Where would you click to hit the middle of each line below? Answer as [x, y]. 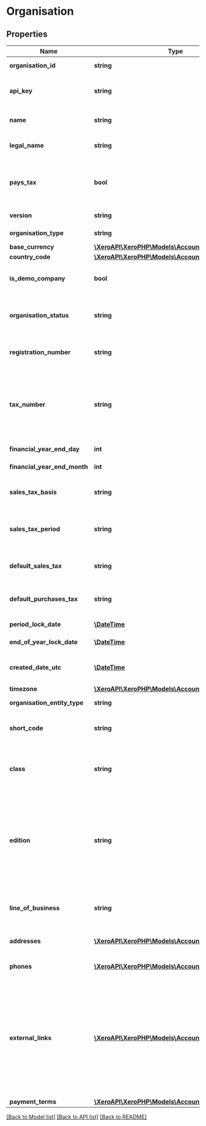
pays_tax [23, 182]
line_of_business [35, 908]
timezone [24, 689]
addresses [25, 941]
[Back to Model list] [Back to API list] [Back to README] [77, 1117]
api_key [21, 91]
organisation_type [36, 233]
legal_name [27, 145]
